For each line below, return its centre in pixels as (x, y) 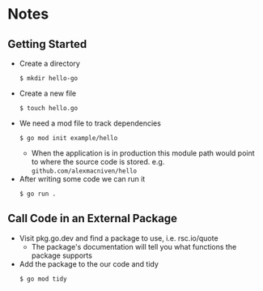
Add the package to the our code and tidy (89, 263)
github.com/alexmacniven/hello (84, 171)
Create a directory (49, 63)
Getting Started (47, 44)
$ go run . (38, 194)
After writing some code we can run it (82, 179)
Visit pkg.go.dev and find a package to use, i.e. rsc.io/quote (119, 238)
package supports (62, 255)
